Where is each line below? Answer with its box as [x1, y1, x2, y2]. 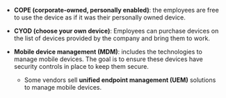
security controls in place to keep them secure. [13, 63, 150, 70]
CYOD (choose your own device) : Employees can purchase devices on [13, 27, 219, 35]
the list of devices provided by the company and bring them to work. [13, 34, 211, 42]
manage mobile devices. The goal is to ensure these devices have [13, 55, 203, 63]
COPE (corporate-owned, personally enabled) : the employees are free [13, 6, 219, 14]
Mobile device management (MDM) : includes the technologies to [13, 48, 203, 56]
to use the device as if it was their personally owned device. [13, 13, 186, 22]
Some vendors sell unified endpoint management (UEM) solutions [24, 76, 216, 84]
